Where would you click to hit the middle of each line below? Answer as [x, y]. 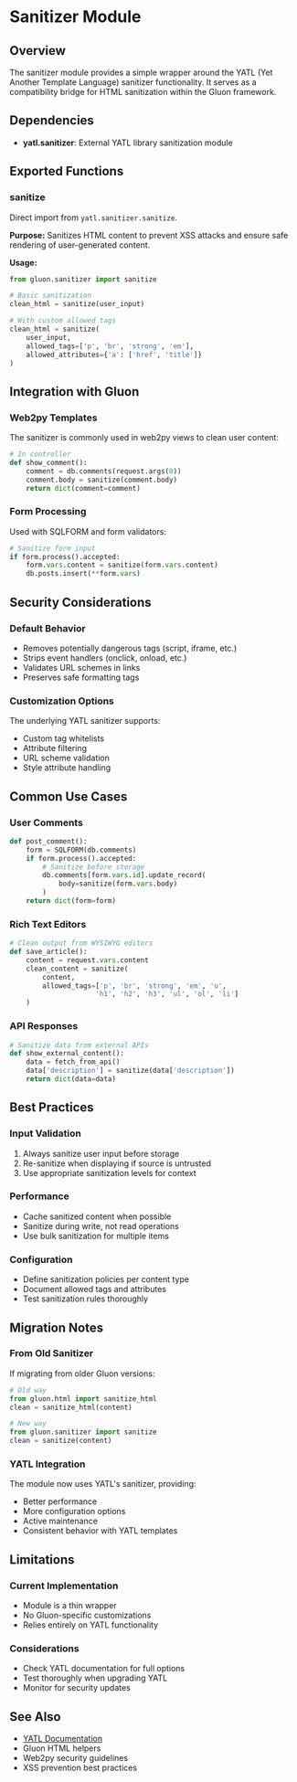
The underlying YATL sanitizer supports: [85, 721]
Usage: [24, 262]
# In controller [40, 454]
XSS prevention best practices [80, 1768]
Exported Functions [67, 171]
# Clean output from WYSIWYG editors [81, 943]
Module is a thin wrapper [69, 1606]
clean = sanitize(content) [61, 1441]
